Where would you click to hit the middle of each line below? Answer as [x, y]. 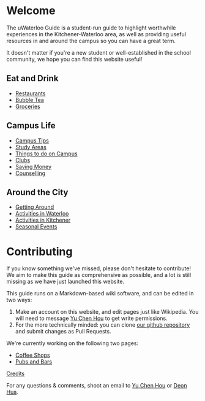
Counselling [30, 173]
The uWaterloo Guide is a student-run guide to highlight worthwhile [91, 28]
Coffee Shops [32, 355]
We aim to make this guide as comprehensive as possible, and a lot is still [99, 275]
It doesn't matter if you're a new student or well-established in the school [99, 52]
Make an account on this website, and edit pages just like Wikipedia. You [107, 312]
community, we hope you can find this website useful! [74, 59]
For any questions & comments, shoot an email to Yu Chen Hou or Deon [97, 386]
